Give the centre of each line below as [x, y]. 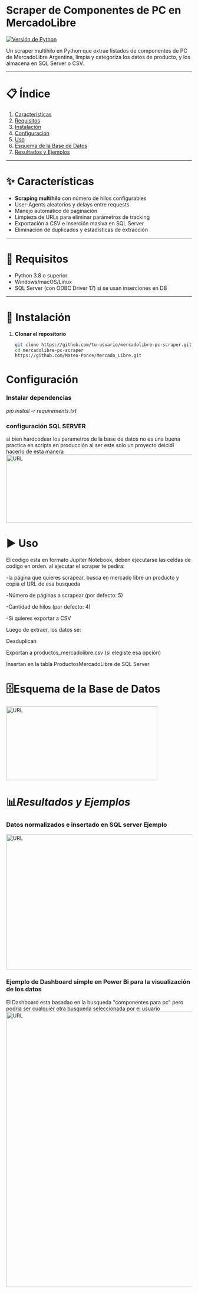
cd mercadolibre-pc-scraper [49, 350]
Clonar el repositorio [40, 334]
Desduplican [22, 641]
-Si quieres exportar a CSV [39, 618]
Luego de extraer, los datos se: [44, 630]
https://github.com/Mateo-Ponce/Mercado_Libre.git [78, 355]
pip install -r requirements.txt [42, 410]
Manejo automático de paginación [56, 211]
